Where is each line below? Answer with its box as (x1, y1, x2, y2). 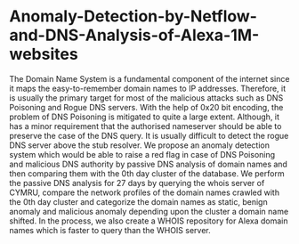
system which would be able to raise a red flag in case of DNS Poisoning (9, 149, 276, 159)
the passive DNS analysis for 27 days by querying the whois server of (9, 177, 265, 188)
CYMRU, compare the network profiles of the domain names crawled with (9, 187, 280, 198)
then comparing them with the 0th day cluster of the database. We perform (9, 167, 285, 179)
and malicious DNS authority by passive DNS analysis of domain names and (9, 159, 287, 169)
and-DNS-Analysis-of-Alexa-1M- (9, 25, 260, 45)
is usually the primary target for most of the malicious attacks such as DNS (9, 92, 284, 103)
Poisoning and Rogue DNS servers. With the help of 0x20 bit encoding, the (9, 102, 284, 112)
